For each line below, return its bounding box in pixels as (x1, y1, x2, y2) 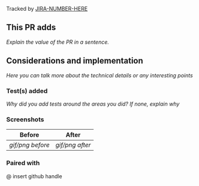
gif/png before (9, 141, 50, 149)
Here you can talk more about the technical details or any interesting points (6, 71, 193, 79)
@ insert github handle (6, 172, 62, 179)
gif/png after (55, 141, 91, 149)
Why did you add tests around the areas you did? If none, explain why (6, 100, 180, 107)
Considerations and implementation (6, 56, 144, 66)
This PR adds (6, 22, 56, 32)
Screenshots (6, 115, 44, 124)
